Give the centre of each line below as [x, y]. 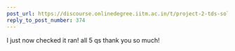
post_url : [21, 14]
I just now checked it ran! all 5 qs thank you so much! [83, 40]
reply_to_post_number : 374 [46, 20]
